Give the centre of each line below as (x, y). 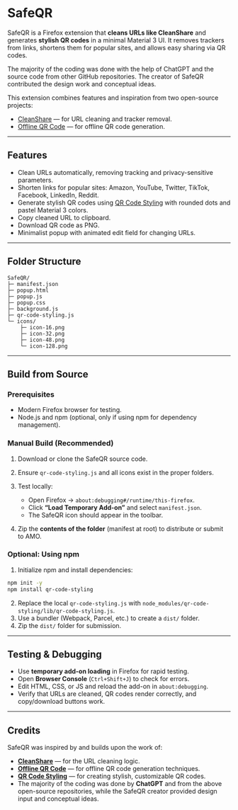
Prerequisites (31, 394)
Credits (24, 730)
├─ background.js (33, 309)
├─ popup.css (27, 302)
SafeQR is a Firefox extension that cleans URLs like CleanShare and (107, 33)
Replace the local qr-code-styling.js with (79, 603)
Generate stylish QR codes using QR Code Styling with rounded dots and (124, 202)
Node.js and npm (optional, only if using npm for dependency (107, 417)
